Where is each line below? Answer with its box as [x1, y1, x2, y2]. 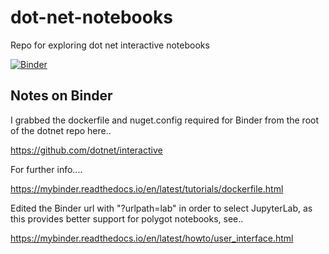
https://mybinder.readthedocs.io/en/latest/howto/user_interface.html [10, 232, 294, 244]
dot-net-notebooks [10, 6, 173, 29]
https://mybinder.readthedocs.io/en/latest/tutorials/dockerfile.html [10, 182, 284, 195]
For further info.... [10, 163, 83, 175]
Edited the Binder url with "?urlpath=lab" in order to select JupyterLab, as [10, 202, 313, 214]
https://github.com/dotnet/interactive [10, 144, 163, 156]
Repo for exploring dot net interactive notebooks [10, 39, 210, 51]
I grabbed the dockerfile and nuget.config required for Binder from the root [10, 114, 320, 126]
